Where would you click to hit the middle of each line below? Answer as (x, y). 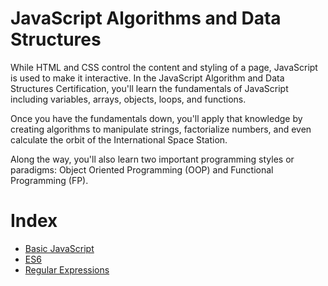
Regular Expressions (67, 269)
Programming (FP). (49, 180)
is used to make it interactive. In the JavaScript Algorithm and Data (147, 78)
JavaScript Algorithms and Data (146, 18)
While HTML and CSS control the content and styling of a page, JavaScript (164, 67)
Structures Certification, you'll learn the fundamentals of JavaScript (149, 88)
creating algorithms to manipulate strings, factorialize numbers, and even (161, 129)
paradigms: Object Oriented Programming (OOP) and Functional (142, 169)
